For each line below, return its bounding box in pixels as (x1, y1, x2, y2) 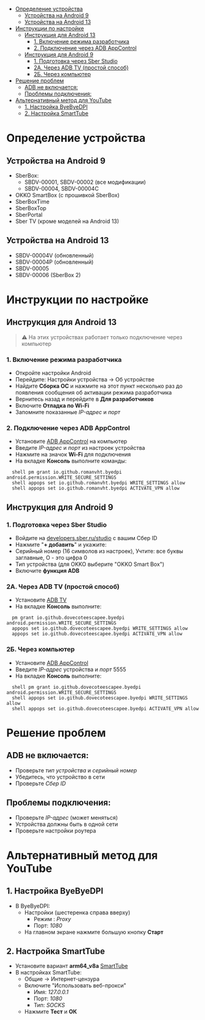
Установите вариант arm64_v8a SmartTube (15, 962, 128, 970)
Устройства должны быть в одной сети (15, 820, 118, 828)
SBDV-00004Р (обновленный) (15, 258, 94, 265)
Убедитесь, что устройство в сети (15, 773, 106, 780)
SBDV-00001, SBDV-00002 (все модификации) (24, 178, 146, 186)
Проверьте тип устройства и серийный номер (15, 766, 137, 774)
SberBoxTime (15, 198, 50, 205)
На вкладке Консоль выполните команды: (15, 457, 127, 465)
